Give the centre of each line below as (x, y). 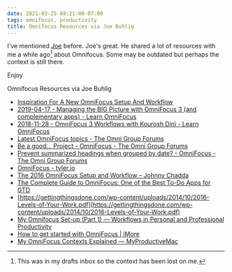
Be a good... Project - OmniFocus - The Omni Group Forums (103, 146)
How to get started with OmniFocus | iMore (78, 234)
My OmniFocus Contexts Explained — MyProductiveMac (97, 242)
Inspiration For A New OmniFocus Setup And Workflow (95, 102)
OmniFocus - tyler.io (46, 168)
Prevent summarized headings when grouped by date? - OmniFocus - (116, 153)
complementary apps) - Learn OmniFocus (77, 117)
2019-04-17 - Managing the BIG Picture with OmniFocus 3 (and (107, 109)
